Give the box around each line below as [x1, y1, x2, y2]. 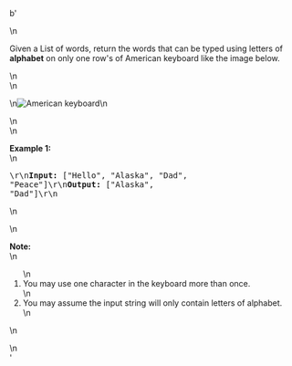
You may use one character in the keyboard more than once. [22, 278, 251, 288]
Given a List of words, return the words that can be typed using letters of [9, 43, 283, 54]
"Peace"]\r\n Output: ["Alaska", [9, 180, 154, 190]
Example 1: [9, 143, 52, 153]
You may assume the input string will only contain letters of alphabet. [22, 298, 283, 308]
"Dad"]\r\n [9, 189, 58, 199]
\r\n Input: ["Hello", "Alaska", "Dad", [9, 171, 188, 181]
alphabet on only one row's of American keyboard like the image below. [9, 53, 280, 63]
